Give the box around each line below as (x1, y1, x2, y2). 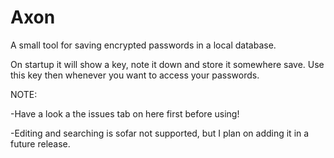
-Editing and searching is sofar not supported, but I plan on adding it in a (10, 127, 310, 139)
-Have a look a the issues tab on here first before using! (10, 107, 240, 120)
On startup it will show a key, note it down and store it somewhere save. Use (10, 58, 325, 70)
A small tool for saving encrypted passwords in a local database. (10, 39, 277, 51)
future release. (10, 137, 71, 150)
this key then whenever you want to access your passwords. (10, 69, 260, 81)
